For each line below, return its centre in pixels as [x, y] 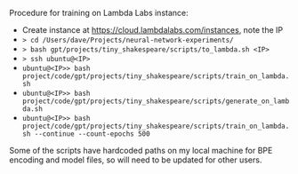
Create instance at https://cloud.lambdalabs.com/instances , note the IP [152, 30]
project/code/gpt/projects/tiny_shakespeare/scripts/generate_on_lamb [156, 101]
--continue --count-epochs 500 [92, 134]
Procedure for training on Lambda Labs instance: [99, 13]
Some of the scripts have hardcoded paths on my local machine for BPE [141, 150]
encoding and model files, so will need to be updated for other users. [136, 160]
